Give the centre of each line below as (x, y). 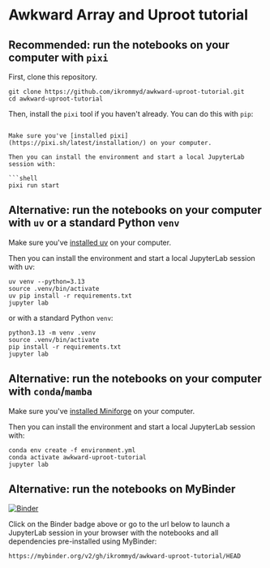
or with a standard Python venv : (61, 318)
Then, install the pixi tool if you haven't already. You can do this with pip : (131, 114)
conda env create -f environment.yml (72, 450)
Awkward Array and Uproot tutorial (129, 15)
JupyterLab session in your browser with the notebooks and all (114, 533)
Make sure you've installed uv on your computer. (90, 242)
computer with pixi (58, 57)
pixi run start (34, 186)
